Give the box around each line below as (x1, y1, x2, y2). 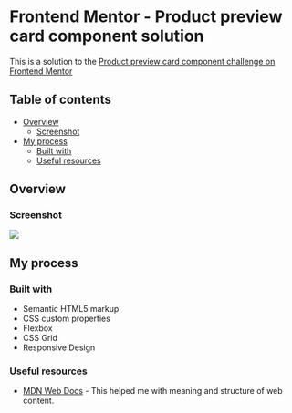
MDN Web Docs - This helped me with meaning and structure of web (22, 386, 283, 397)
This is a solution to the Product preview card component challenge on (9, 56, 276, 67)
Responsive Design (22, 342, 96, 353)
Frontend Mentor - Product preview (9, 6, 283, 27)
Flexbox (22, 323, 53, 334)
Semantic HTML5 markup (22, 304, 120, 315)
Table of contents (9, 92, 111, 108)
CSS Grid (22, 333, 57, 344)
